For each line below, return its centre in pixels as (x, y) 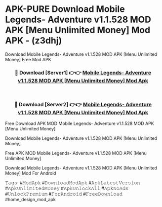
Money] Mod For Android (31, 173)
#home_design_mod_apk (30, 199)
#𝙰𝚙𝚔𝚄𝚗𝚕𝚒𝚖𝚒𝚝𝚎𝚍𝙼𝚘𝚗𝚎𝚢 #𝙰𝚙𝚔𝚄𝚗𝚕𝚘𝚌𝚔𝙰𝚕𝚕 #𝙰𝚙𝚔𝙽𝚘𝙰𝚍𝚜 (67, 188)
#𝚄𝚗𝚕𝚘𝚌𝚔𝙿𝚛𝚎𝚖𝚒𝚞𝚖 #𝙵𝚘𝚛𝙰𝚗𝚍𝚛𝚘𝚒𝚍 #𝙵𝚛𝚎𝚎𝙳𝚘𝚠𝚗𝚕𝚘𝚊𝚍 (64, 194)
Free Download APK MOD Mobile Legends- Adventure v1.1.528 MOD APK (80, 123)
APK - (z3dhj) (34, 41)
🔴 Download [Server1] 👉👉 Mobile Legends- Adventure (83, 73)
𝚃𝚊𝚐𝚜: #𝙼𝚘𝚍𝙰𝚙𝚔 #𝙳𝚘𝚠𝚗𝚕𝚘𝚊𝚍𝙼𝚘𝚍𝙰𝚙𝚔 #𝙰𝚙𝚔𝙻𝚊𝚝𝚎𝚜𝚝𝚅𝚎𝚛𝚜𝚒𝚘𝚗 (73, 183)
